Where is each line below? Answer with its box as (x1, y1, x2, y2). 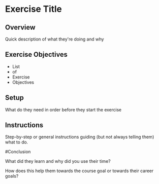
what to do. (5, 139, 28, 145)
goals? (5, 173, 19, 179)
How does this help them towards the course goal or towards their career (5, 168, 154, 174)
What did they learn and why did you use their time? (5, 158, 111, 164)
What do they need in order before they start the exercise (5, 107, 122, 112)
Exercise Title (5, 3, 63, 15)
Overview (5, 23, 36, 32)
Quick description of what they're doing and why (5, 36, 104, 42)
